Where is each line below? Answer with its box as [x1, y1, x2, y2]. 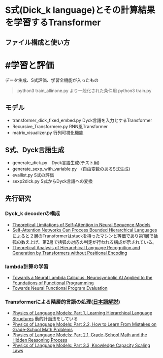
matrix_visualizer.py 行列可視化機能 [12, 130, 84, 136]
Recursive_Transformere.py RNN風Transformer [12, 124, 108, 130]
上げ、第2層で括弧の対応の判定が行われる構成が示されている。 [29, 239, 157, 245]
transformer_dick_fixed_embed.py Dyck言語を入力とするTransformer [12, 117, 153, 124]
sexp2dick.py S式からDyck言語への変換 [12, 179, 93, 184]
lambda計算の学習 [5, 263, 49, 270]
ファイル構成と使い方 [5, 38, 70, 46]
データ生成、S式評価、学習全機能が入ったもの [5, 77, 98, 83]
